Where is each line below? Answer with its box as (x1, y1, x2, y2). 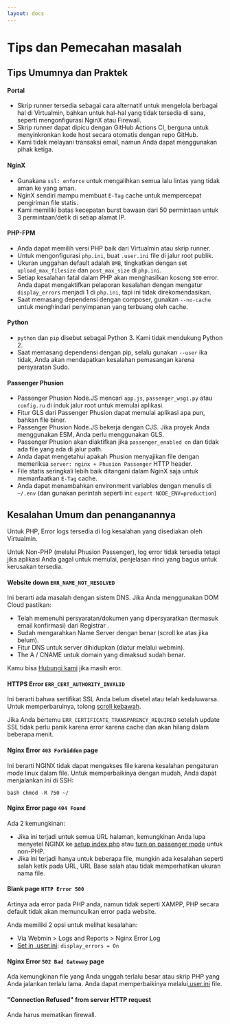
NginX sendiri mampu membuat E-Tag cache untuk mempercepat (16, 191, 202, 200)
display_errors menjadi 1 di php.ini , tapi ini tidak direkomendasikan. (16, 288, 211, 296)
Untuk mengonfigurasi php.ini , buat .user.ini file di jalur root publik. (16, 251, 214, 259)
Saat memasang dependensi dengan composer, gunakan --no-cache (16, 295, 211, 303)
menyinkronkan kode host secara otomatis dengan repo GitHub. (16, 131, 198, 139)
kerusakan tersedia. (7, 562, 63, 571)
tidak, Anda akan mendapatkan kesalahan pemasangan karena (16, 356, 195, 364)
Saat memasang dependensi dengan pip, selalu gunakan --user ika (16, 348, 208, 356)
